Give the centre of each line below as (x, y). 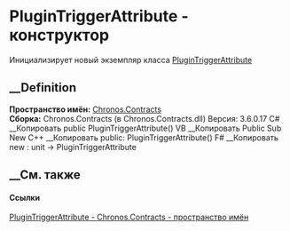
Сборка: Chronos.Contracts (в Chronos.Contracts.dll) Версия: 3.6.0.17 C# (145, 118)
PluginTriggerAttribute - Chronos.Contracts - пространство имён (129, 217)
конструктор (59, 35)
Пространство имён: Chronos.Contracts (86, 109)
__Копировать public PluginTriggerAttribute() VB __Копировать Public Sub (145, 128)
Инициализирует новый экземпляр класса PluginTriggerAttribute (131, 60)
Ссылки (25, 197)
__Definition (43, 88)
